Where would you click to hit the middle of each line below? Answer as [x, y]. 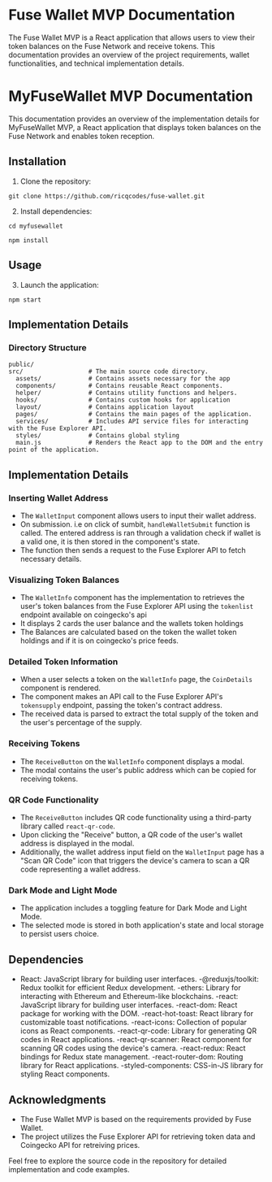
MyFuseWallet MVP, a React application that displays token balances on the [135, 127]
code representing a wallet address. [80, 869]
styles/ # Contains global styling [98, 436]
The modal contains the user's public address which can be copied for [138, 770]
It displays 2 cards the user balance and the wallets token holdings [132, 624]
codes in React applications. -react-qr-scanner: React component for [136, 1040]
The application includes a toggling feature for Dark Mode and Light [134, 908]
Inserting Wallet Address [58, 498]
